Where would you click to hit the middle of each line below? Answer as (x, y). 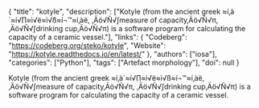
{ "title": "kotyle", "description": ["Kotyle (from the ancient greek (115, 12)
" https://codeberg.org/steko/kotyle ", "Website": (87, 46)
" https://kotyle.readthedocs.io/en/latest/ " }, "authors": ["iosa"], (113, 54)
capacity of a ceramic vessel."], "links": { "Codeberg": (98, 37)
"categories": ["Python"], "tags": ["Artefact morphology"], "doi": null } (124, 62)
